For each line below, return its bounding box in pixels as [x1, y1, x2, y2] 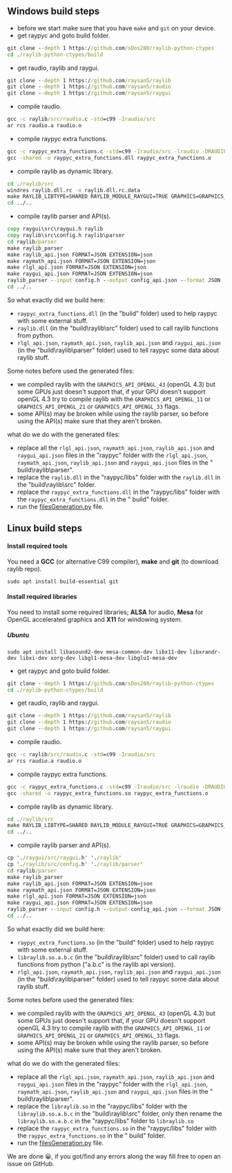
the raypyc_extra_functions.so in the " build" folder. [17, 1131, 166, 1140]
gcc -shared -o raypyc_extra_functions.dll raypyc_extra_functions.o [7, 154, 212, 161]
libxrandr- [189, 648, 221, 656]
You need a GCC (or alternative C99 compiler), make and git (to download [7, 557, 219, 566]
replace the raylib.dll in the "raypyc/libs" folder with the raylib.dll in [17, 473, 221, 481]
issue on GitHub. [7, 1159, 55, 1167]
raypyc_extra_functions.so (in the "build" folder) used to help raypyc [17, 938, 215, 946]
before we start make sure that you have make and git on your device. [17, 24, 216, 32]
